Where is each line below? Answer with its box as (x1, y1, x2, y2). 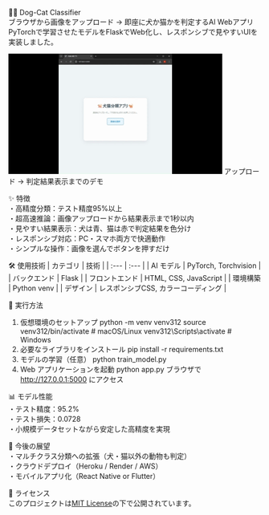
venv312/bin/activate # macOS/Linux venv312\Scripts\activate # (19, 326, 232, 336)
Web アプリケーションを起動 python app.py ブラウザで (19, 365, 202, 374)
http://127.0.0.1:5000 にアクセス (19, 375, 124, 384)
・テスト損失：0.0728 (8, 414, 81, 424)
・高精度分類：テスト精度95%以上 (8, 204, 123, 213)
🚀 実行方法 (8, 301, 44, 310)
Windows (19, 335, 51, 344)
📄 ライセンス (8, 489, 51, 497)
